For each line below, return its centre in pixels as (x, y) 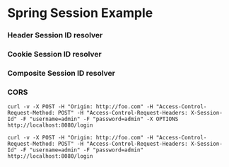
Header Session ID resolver (55, 35)
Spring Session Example (80, 13)
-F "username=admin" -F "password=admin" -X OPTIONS (99, 119)
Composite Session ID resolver (61, 73)
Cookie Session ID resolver (55, 54)
